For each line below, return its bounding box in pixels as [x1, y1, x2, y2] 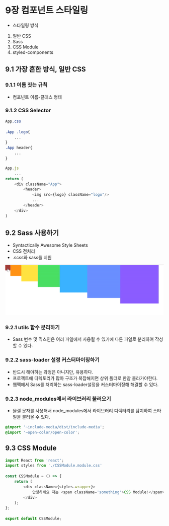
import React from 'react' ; [5, 458, 64, 463]
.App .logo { [5, 129, 30, 134]
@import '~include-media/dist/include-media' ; [5, 424, 105, 429]
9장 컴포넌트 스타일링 [5, 5, 89, 16]
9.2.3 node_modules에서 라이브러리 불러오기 [5, 395, 112, 402]
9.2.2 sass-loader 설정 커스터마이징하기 [5, 356, 100, 363]
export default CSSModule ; [5, 516, 62, 521]
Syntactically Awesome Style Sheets [12, 242, 88, 248]
